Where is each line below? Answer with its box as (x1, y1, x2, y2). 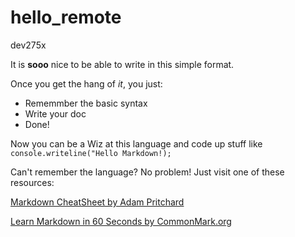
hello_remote (10, 6, 122, 29)
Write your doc (24, 107, 87, 120)
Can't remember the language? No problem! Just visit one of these (10, 166, 285, 178)
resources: (10, 176, 55, 188)
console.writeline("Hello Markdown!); (10, 148, 172, 158)
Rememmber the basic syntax (24, 97, 148, 109)
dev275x (10, 39, 47, 51)
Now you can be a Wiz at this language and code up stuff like (10, 137, 263, 150)
